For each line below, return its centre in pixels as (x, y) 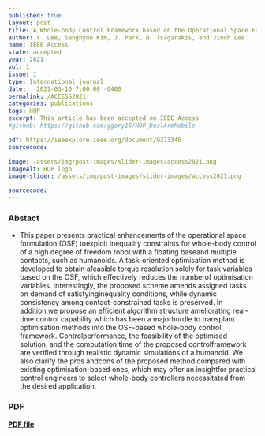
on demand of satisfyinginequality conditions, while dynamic (118, 294)
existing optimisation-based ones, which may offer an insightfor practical (138, 370)
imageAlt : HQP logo (40, 169)
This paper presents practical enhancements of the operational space (133, 235)
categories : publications (50, 103)
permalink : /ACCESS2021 (47, 96)
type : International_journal (56, 81)
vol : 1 (19, 67)
